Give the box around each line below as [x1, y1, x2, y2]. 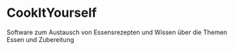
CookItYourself [6, 5, 97, 21]
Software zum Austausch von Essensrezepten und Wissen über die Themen [6, 28, 228, 36]
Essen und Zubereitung [6, 35, 75, 43]
